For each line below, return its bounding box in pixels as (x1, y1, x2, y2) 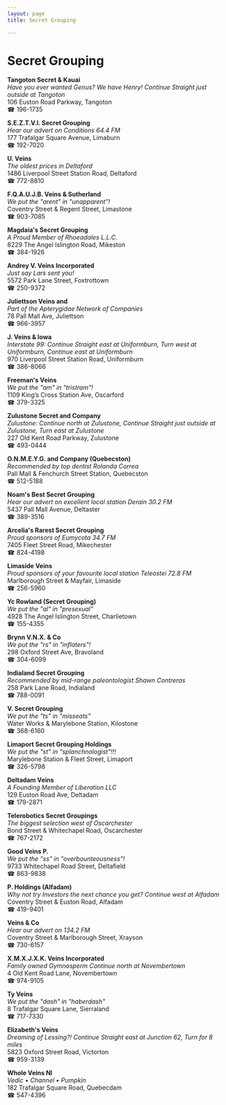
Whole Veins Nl (7, 1069, 53, 1077)
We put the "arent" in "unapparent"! (7, 198, 111, 206)
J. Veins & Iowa (7, 333, 52, 341)
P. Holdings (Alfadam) (7, 883, 72, 891)
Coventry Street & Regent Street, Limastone (7, 205, 132, 213)
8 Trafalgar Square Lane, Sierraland (7, 1005, 110, 1013)
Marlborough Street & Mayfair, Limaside (7, 577, 122, 585)
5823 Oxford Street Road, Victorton (7, 1048, 109, 1056)
